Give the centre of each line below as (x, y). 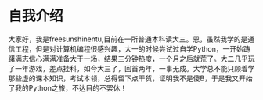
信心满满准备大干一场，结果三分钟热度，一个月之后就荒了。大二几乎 (138, 59)
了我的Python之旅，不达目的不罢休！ (68, 87)
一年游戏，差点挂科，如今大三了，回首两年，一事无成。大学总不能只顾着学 (135, 68)
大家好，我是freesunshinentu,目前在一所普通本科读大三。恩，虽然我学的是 (128, 39)
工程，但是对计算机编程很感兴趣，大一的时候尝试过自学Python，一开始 (129, 48)
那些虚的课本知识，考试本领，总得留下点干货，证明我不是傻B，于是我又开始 (130, 78)
